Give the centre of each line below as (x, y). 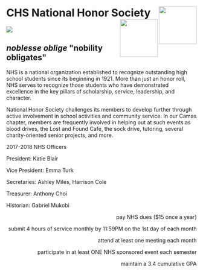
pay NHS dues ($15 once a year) (156, 217)
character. (19, 98)
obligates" (27, 58)
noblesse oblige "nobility (54, 48)
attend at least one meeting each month (147, 240)
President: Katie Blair (32, 158)
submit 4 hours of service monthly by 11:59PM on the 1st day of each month (102, 229)
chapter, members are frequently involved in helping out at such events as (98, 122)
